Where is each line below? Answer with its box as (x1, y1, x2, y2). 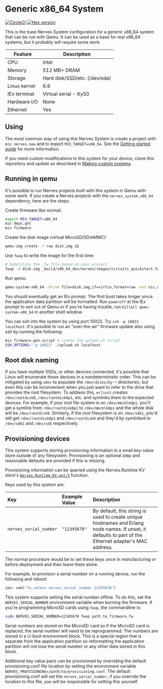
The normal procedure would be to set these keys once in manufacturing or (5, 556, 156, 562)
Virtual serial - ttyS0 (43, 90, 90, 97)
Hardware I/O (7, 98, 38, 105)
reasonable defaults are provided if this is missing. (5, 458, 106, 464)
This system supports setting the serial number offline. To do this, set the (5, 594, 151, 600)
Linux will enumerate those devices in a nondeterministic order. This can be (5, 374, 156, 380)
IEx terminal (7, 90, 34, 97)
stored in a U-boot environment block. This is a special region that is (5, 633, 142, 639)
